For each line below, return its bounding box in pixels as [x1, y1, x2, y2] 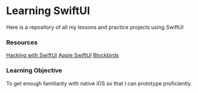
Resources [6, 38, 38, 46]
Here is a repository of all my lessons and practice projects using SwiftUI [6, 24, 184, 31]
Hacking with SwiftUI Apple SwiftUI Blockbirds [6, 52, 120, 59]
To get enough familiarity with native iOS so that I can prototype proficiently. [6, 79, 193, 87]
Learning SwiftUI [6, 4, 90, 18]
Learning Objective [6, 67, 62, 75]
